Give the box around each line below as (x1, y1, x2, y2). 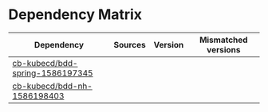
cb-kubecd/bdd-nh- (12, 80, 93, 91)
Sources (113, 39, 146, 50)
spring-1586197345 (12, 68, 93, 79)
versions (207, 44, 241, 55)
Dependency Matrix (8, 6, 142, 24)
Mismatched (199, 34, 249, 45)
